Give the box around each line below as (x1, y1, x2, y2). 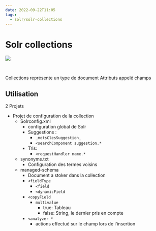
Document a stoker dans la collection (27, 172, 106, 178)
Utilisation (5, 89, 39, 98)
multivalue (35, 200, 58, 206)
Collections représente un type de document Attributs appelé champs (5, 75, 151, 81)
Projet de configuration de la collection (12, 113, 94, 119)
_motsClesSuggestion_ (35, 136, 81, 141)
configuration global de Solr (27, 124, 86, 130)
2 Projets (5, 103, 24, 109)
